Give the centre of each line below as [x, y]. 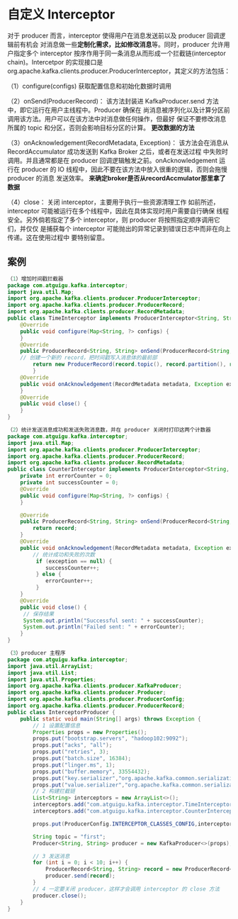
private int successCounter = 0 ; [69, 483]
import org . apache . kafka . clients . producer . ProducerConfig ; [96, 699]
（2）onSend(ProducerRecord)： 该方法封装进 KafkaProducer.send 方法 [113, 101]
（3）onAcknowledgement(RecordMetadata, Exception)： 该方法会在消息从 [118, 142]
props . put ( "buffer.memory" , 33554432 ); [92, 772]
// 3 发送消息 [51, 856]
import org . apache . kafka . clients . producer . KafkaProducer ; [95, 686]
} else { [49, 575]
